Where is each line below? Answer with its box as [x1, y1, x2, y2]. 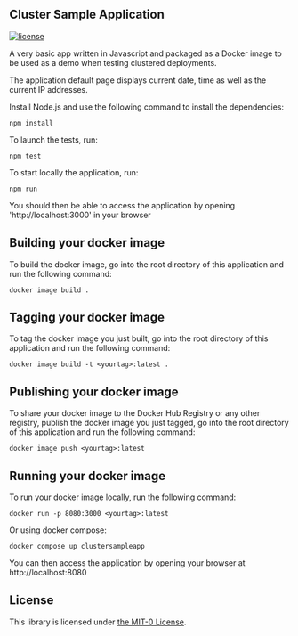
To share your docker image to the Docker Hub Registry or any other [9, 408, 261, 419]
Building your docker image [9, 235, 165, 250]
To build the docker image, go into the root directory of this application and [9, 258, 285, 270]
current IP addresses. [9, 84, 88, 94]
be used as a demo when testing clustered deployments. [9, 57, 217, 68]
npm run [9, 184, 38, 193]
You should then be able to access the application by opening [9, 200, 236, 210]
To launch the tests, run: [9, 134, 98, 145]
